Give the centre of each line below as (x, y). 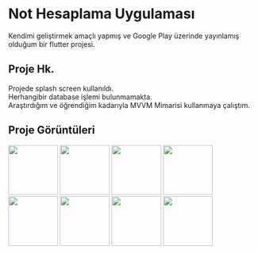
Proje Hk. (31, 69)
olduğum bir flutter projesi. (52, 44)
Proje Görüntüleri (52, 131)
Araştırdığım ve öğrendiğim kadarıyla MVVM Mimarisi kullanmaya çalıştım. (129, 105)
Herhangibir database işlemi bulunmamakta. (80, 97)
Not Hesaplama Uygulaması (102, 14)
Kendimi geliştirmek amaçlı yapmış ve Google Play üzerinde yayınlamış (124, 36)
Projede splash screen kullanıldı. (61, 88)
